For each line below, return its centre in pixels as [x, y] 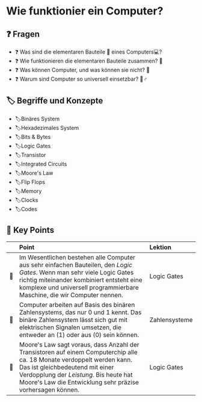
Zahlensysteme [171, 320]
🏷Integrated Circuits [41, 164]
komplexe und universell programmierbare [79, 287]
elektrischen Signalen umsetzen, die [70, 327]
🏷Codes [26, 209]
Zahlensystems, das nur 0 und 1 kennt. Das [80, 312]
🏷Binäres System [37, 119]
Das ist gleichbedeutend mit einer [66, 367]
